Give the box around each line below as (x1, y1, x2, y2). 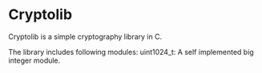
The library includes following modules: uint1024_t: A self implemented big (8, 47, 254, 56)
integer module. (8, 56, 61, 65)
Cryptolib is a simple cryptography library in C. (8, 32, 163, 41)
